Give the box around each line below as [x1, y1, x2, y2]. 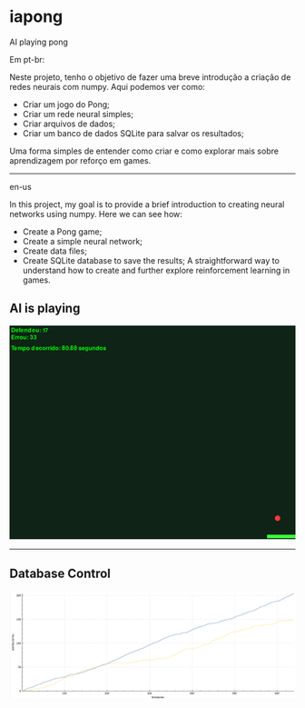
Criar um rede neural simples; [22, 108, 134, 119]
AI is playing [9, 301, 81, 316]
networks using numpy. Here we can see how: [9, 208, 183, 219]
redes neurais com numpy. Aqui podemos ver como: [9, 81, 206, 92]
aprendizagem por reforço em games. [9, 155, 152, 165]
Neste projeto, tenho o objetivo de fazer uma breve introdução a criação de [9, 71, 291, 83]
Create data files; [22, 245, 88, 256]
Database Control [9, 565, 112, 581]
